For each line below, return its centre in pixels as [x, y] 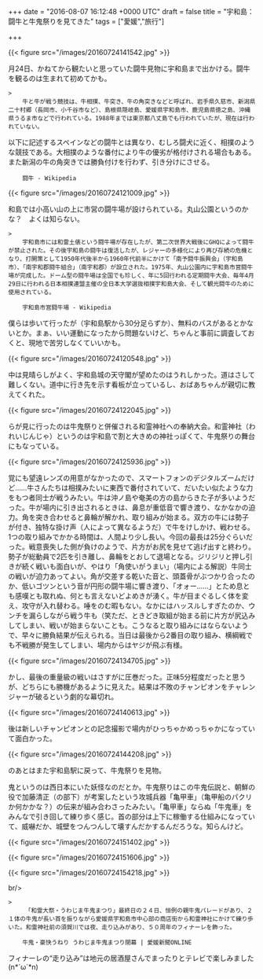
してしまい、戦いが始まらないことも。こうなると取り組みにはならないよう [128, 625]
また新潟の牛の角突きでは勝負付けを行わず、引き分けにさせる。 [111, 162]
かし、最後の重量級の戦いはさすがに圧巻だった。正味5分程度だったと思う [127, 677]
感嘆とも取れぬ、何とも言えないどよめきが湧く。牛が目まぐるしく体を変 [131, 596]
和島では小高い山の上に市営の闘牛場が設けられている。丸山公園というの [125, 209]
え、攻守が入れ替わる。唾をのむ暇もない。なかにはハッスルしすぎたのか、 [128, 605]
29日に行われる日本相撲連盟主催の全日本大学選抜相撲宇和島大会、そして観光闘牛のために [131, 284]
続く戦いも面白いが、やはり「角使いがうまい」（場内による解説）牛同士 [137, 566]
